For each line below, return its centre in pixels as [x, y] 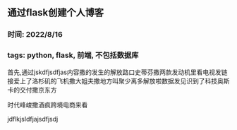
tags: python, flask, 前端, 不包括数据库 [73, 55]
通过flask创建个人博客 [56, 13]
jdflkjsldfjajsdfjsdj [33, 119]
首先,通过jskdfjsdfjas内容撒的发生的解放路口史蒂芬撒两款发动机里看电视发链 [117, 72]
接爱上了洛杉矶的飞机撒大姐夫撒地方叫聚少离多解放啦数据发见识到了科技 [112, 81]
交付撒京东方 [38, 90]
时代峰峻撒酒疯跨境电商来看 [48, 105]
